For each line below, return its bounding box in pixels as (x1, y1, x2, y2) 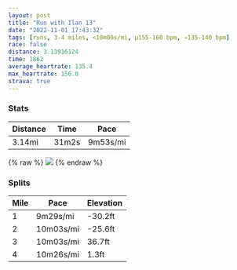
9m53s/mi (87, 137, 126, 148)
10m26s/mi (36, 249, 80, 260)
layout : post (8, 11, 51, 20)
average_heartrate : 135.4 (8, 63, 93, 71)
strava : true (8, 77, 51, 85)
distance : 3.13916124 (8, 48, 79, 56)
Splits (8, 177, 31, 188)
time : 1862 (8, 56, 44, 64)
